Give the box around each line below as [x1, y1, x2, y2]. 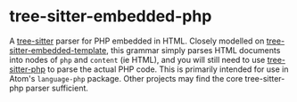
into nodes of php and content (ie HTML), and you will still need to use [9, 54, 266, 65]
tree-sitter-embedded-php [9, 6, 212, 27]
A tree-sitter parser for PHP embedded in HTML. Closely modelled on [9, 35, 265, 46]
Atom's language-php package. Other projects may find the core [9, 73, 243, 83]
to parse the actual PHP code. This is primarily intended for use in [47, 64, 289, 75]
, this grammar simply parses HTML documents [105, 44, 281, 55]
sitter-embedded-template [9, 44, 107, 55]
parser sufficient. [25, 82, 89, 93]
